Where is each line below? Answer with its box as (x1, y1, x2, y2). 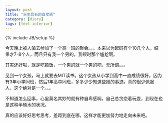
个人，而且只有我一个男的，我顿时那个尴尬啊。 (21, 51, 118, 57)
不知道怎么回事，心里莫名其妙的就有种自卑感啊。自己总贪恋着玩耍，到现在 (5, 96, 158, 102)
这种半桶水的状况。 (9, 102, 49, 108)
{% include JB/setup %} (5, 35, 55, 41)
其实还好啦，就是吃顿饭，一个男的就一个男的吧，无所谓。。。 (5, 62, 128, 68)
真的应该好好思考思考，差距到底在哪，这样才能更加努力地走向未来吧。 (5, 113, 150, 119)
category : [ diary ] (5, 16, 43, 21)
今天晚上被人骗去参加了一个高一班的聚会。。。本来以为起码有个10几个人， (5, 45, 154, 51)
